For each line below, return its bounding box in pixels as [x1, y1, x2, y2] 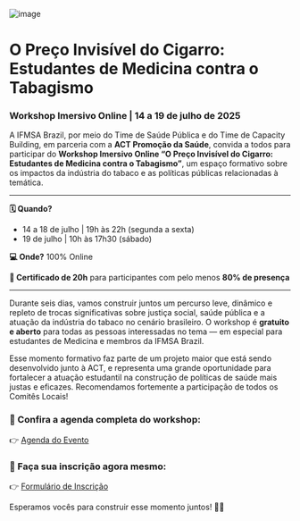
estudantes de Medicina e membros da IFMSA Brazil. [9, 336, 204, 347]
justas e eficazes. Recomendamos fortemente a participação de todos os [9, 382, 279, 392]
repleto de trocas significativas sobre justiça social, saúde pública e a [9, 307, 265, 318]
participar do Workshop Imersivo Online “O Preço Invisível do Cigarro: [9, 148, 274, 160]
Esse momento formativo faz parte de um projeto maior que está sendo [9, 353, 272, 364]
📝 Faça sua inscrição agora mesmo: [9, 460, 167, 473]
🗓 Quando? [9, 204, 53, 214]
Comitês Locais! [9, 391, 69, 402]
